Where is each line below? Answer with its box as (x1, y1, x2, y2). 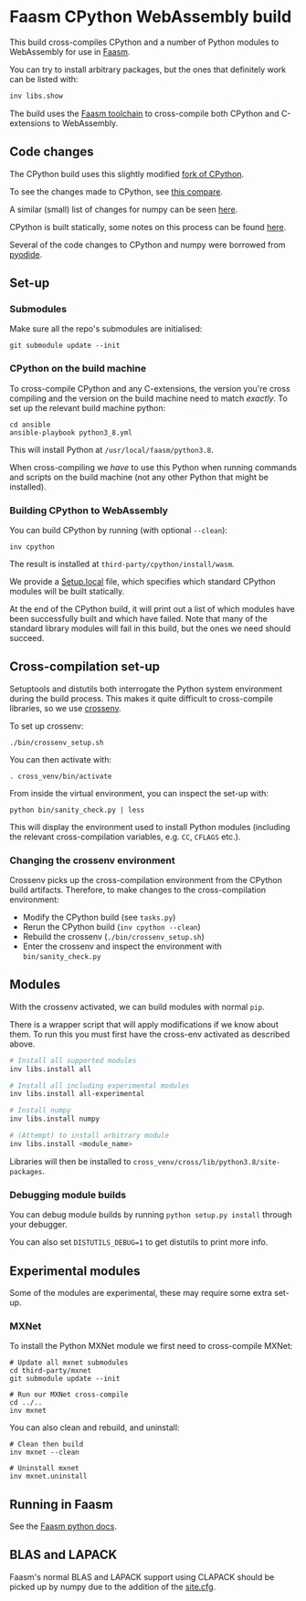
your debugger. (9, 1219, 68, 1230)
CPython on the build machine (9, 363, 147, 375)
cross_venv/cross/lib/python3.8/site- (132, 1157, 281, 1166)
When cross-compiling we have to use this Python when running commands (9, 461, 297, 472)
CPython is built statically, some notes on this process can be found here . (9, 221, 287, 232)
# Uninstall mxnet (9, 1464, 79, 1473)
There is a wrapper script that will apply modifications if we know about (9, 1018, 279, 1029)
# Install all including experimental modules (9, 1080, 190, 1090)
